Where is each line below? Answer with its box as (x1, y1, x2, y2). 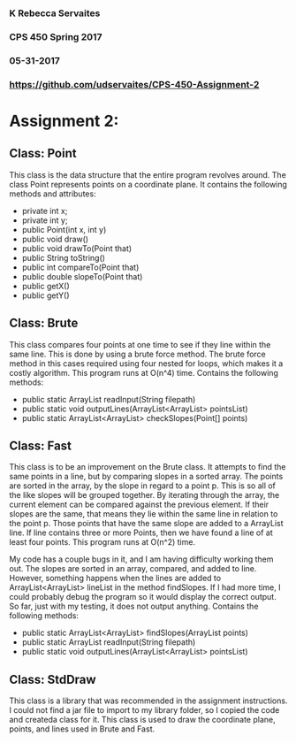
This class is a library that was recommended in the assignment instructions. (9, 695, 288, 706)
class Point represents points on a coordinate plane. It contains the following (9, 179, 287, 189)
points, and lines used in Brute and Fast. (9, 724, 156, 734)
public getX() (21, 280, 71, 291)
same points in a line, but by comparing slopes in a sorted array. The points (9, 471, 284, 482)
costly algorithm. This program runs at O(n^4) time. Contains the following (9, 367, 278, 378)
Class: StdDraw (9, 671, 96, 687)
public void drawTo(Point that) (21, 242, 133, 254)
